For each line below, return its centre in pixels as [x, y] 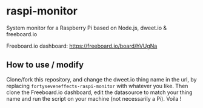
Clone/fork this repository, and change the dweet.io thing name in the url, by [101, 79]
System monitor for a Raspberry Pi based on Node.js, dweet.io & [87, 28]
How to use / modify [45, 65]
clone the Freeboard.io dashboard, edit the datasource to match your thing [99, 92]
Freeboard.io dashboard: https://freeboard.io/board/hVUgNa [82, 46]
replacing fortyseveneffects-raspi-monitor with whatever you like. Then [97, 86]
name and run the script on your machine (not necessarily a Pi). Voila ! [94, 98]
